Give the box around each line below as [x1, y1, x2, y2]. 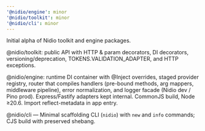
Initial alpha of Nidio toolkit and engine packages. [6, 37, 131, 44]
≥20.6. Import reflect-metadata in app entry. [6, 99, 118, 107]
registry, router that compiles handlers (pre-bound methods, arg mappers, [6, 80, 194, 87]
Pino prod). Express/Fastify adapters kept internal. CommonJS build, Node [6, 93, 195, 101]
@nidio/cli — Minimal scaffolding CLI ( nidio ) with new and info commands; [6, 111, 195, 119]
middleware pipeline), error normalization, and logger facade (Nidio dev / [6, 87, 191, 94]
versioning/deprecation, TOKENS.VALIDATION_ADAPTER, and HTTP [6, 55, 179, 63]
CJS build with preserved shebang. [6, 118, 96, 125]
